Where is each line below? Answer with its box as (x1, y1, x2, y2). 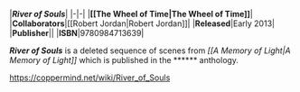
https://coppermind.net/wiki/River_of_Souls (9, 72, 171, 83)
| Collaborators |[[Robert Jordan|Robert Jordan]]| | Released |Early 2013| (9, 18, 276, 29)
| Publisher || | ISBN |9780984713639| (9, 28, 145, 38)
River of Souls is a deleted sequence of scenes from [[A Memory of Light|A (9, 45, 291, 56)
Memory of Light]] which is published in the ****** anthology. (9, 55, 239, 65)
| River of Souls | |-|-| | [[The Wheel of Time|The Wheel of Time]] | (9, 9, 253, 19)
